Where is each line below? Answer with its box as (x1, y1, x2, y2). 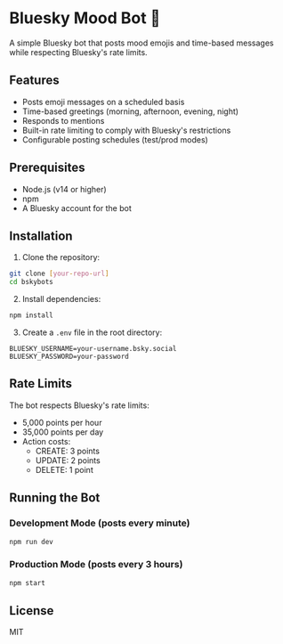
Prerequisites (9, 160, 85, 175)
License (9, 603, 54, 618)
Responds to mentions (21, 115, 105, 126)
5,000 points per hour (21, 417, 102, 428)
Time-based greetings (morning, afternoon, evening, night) (21, 106, 239, 117)
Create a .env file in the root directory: (21, 327, 163, 338)
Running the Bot (9, 490, 101, 506)
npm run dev (9, 537, 53, 546)
